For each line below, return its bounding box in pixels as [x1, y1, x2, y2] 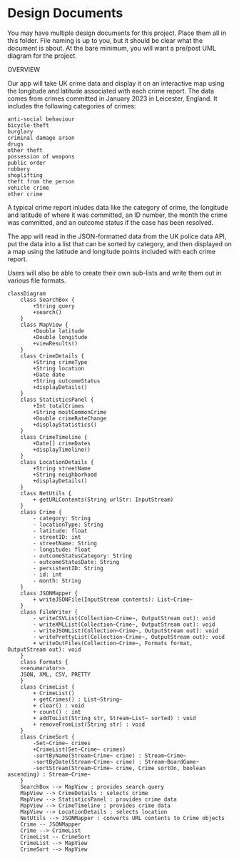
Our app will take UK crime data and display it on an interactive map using [7, 79, 225, 87]
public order [7, 159, 46, 166]
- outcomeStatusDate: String [33, 558, 120, 565]
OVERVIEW [7, 65, 41, 74]
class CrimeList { [20, 683, 75, 690]
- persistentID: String [33, 565, 103, 572]
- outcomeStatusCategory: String [33, 552, 133, 560]
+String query [33, 302, 75, 310]
